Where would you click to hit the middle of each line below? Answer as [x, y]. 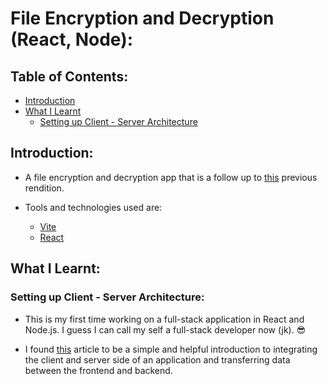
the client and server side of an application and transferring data [157, 359]
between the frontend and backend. [98, 370]
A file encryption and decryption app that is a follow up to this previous [171, 177]
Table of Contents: [69, 76]
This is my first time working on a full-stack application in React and [164, 319]
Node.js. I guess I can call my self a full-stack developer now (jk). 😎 [165, 329]
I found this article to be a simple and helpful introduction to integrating [171, 349]
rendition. [44, 188]
